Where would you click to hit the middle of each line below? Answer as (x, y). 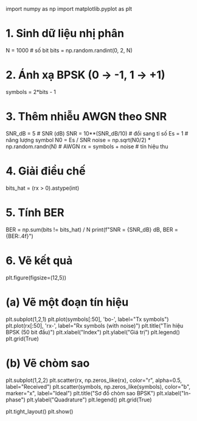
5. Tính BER (35, 212)
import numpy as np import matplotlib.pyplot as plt (69, 9)
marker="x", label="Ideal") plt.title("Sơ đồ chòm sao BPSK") (81, 393)
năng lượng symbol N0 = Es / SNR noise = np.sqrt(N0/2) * (78, 140)
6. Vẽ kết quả (39, 260)
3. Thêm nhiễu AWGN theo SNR (86, 117)
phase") (16, 400)
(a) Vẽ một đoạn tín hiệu (67, 302)
